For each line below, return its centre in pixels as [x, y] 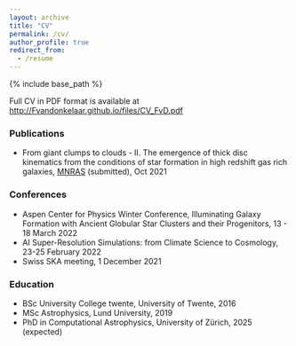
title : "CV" [31, 26]
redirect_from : [37, 51]
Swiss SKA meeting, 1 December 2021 [92, 261]
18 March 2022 [50, 232]
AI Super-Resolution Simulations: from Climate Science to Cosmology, [150, 242]
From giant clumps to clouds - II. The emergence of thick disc [135, 153]
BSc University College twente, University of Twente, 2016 [129, 303]
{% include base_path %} [56, 84]
